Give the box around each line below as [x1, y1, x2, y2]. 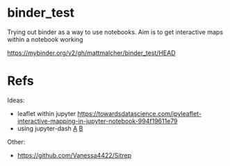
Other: [7, 138, 26, 146]
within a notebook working [7, 35, 83, 43]
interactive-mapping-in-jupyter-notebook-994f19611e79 [17, 117, 179, 125]
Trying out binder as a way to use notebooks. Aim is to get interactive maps [7, 28, 224, 36]
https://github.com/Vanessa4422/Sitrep [17, 151, 132, 159]
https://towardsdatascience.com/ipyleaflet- [77, 109, 202, 117]
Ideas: [7, 96, 25, 104]
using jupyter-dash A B [17, 124, 83, 133]
